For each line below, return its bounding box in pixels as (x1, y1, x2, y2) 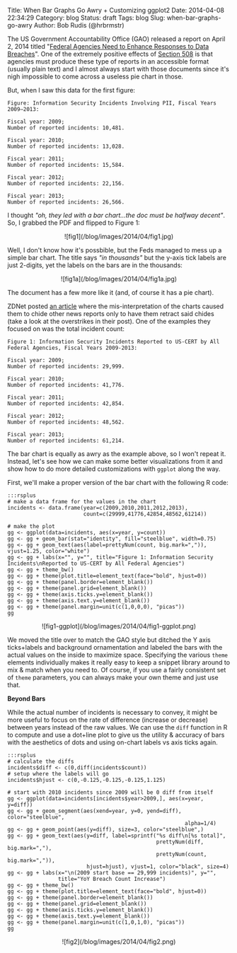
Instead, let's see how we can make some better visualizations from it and (7, 457, 223, 465)
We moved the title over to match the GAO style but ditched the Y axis (7, 636, 211, 644)
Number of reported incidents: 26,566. (7, 199, 125, 206)
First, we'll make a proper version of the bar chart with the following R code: (7, 479, 229, 486)
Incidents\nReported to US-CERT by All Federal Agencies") (7, 560, 185, 567)
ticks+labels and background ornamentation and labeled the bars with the (7, 643, 223, 651)
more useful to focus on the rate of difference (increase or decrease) (7, 715, 209, 724)
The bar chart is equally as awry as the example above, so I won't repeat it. (7, 450, 226, 458)
